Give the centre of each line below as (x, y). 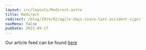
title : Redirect (22, 14)
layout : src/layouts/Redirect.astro (44, 10)
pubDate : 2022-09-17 (27, 28)
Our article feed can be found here (41, 42)
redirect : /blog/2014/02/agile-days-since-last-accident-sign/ (73, 19)
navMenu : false (21, 24)
